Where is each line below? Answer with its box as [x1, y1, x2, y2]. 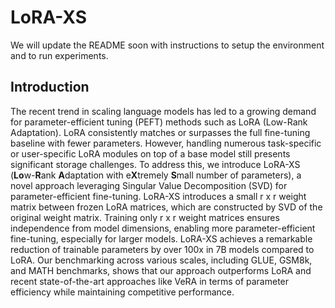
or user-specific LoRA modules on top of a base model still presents [10, 147, 291, 160]
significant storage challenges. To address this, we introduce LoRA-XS [10, 158, 301, 170]
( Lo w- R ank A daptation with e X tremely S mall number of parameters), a [10, 169, 302, 181]
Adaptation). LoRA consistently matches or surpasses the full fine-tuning [10, 126, 311, 138]
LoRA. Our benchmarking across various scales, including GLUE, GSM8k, [10, 254, 313, 266]
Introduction [10, 79, 90, 96]
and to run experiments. [10, 49, 109, 61]
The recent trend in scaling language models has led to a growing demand [10, 105, 317, 117]
